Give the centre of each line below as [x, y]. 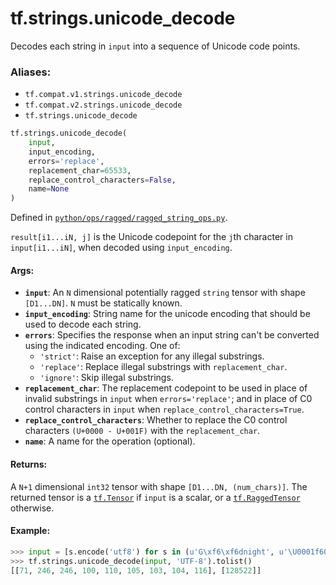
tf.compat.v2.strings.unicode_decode [103, 105]
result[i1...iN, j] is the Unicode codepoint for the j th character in [151, 237]
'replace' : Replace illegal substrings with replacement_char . [163, 367]
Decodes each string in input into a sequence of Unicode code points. [155, 46]
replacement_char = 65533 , [80, 170]
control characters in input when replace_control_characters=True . [164, 409]
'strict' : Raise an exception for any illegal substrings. [152, 356]
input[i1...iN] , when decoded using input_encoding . [121, 248]
